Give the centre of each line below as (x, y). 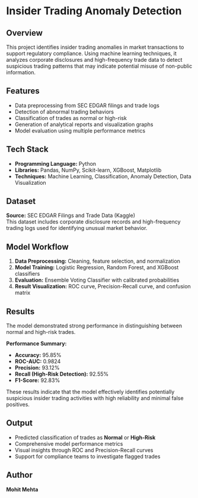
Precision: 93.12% (37, 368)
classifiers (27, 274)
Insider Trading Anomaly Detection (94, 11)
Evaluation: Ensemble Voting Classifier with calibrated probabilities (97, 280)
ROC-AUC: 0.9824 (38, 361)
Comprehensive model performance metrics (69, 443)
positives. (18, 405)
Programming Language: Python (55, 163)
